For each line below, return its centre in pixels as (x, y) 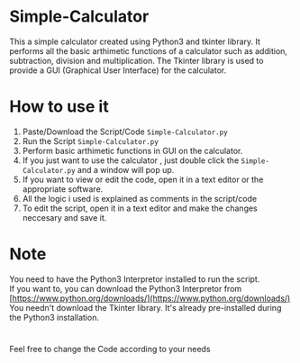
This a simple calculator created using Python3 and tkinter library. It (135, 41)
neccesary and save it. (64, 217)
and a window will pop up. (126, 169)
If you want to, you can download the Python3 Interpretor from (126, 288)
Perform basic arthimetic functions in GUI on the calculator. (132, 150)
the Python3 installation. (54, 317)
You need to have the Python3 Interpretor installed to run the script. (135, 279)
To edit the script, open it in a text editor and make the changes (140, 208)
